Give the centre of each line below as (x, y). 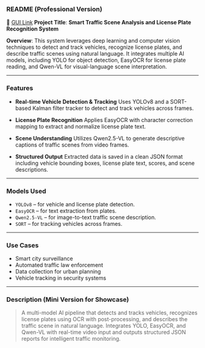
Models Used (26, 191)
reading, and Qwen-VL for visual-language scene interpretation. (87, 67)
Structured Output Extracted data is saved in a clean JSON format (99, 156)
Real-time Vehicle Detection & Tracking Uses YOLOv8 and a (92, 101)
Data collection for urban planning (58, 272)
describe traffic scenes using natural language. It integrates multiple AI (95, 54)
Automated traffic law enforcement (59, 265)
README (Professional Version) (54, 9)
